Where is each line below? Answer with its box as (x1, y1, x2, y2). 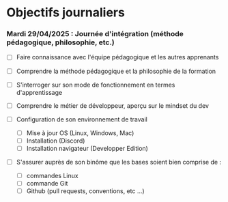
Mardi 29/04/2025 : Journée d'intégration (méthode (6, 29, 184, 39)
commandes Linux (26, 172, 79, 180)
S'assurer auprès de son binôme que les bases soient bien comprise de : (16, 158, 222, 166)
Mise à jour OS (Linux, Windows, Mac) (26, 128, 134, 137)
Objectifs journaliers (6, 5, 126, 20)
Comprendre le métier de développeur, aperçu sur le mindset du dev (16, 101, 210, 110)
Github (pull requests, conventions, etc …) (26, 187, 145, 195)
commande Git (26, 179, 68, 188)
